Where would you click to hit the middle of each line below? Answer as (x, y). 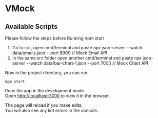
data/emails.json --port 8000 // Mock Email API (59, 53)
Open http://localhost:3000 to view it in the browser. (58, 96)
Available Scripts (31, 27)
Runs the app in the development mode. (45, 90)
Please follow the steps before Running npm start (55, 38)
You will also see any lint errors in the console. (52, 110)
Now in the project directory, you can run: (47, 73)
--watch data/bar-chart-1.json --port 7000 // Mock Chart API (87, 63)
